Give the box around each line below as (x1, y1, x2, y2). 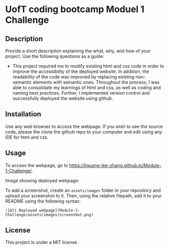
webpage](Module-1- (39, 207, 80, 213)
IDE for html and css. (5, 134, 49, 140)
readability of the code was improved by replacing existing (12, 74, 135, 79)
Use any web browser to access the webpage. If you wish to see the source (5, 123, 163, 130)
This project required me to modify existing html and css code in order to (12, 63, 164, 69)
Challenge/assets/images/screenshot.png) (5, 212, 94, 217)
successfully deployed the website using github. (12, 95, 114, 101)
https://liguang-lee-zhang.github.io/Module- (69, 162, 161, 168)
